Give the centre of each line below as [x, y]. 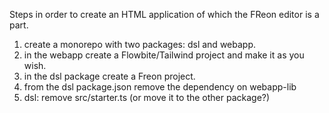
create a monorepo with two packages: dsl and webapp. [139, 44]
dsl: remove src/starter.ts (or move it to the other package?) [147, 97]
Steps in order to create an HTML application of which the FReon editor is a [164, 14]
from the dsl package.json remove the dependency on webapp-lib [160, 87]
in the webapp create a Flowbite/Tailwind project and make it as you [164, 55]
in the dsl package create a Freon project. [109, 76]
